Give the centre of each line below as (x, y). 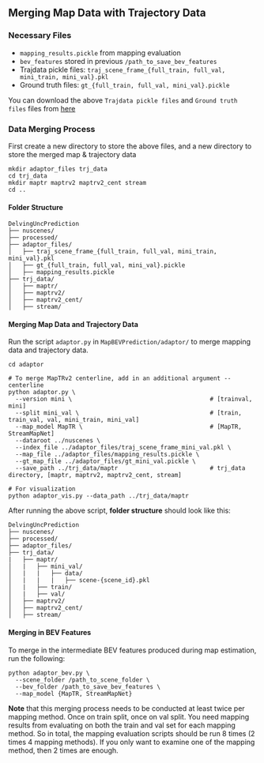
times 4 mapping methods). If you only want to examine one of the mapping (132, 742)
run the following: (37, 658)
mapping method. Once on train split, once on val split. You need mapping (129, 716)
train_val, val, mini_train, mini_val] (74, 420)
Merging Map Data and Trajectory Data (73, 324)
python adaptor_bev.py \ (49, 673)
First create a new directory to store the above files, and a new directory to (130, 146)
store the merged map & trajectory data (72, 154)
